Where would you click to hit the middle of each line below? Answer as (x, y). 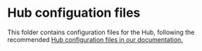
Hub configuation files (74, 13)
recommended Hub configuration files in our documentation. (95, 39)
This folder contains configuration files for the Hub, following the (101, 32)
